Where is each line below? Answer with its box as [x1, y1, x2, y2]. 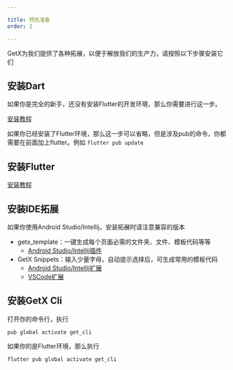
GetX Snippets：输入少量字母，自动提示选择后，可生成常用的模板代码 [17, 255, 218, 263]
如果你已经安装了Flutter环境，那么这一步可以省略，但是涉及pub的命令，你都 [7, 130, 227, 138]
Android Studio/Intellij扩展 [27, 263, 103, 272]
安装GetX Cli [7, 295, 63, 307]
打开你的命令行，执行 [7, 315, 68, 323]
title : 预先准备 [7, 16, 50, 23]
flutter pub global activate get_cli [7, 355, 117, 363]
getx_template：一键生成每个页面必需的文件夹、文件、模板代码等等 [17, 237, 211, 246]
